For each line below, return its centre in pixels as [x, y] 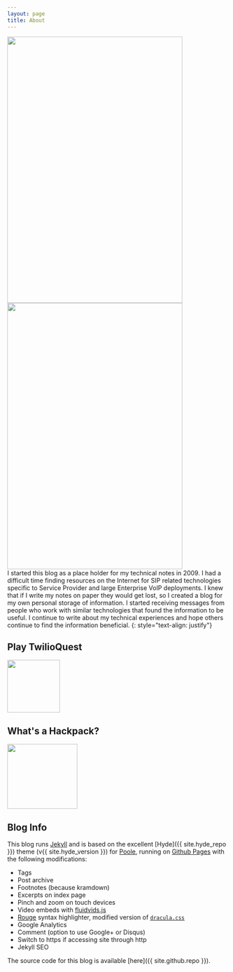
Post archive [35, 879]
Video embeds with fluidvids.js [62, 910]
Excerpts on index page [51, 895]
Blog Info [27, 827]
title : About [26, 20]
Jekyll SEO [33, 947]
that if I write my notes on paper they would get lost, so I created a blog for [115, 595]
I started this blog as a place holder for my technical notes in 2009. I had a [114, 573]
